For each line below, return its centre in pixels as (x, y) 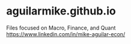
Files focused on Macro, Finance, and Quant (61, 28)
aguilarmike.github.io (61, 11)
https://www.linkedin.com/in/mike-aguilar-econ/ (66, 34)
